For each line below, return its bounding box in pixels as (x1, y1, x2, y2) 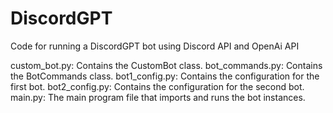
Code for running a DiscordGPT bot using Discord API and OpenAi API (10, 40, 300, 52)
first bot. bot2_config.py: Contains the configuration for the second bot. (10, 80, 305, 92)
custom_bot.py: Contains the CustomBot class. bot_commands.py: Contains (10, 59, 323, 71)
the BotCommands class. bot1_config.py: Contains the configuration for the (10, 70, 320, 82)
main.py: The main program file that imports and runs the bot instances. (10, 91, 306, 103)
